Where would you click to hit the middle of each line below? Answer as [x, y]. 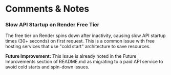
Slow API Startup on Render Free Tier [52, 25]
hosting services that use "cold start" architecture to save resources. [78, 47]
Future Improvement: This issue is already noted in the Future [71, 56]
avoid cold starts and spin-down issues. [47, 67]
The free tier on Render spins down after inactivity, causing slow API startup [85, 35]
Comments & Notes [47, 9]
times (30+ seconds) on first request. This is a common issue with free [80, 41]
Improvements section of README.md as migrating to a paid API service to [84, 62]
